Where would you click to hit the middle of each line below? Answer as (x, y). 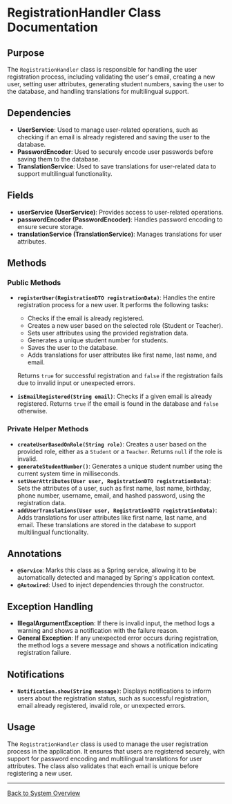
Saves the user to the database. (73, 348)
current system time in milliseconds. (68, 473)
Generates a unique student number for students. (98, 340)
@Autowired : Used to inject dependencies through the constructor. (110, 585)
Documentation (53, 27)
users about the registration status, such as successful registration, (113, 698)
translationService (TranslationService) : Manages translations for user (119, 234)
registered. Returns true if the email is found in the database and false (118, 404)
